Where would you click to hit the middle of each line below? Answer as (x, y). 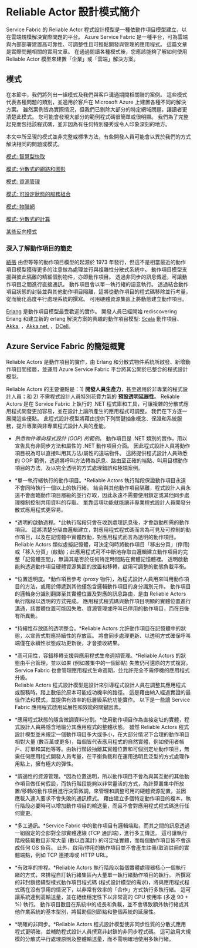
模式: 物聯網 (21, 206)
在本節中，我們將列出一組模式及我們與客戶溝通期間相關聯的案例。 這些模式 (97, 94)
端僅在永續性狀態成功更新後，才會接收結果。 (69, 643)
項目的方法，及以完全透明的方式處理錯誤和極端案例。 (79, 468)
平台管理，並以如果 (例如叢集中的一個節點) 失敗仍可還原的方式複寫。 (108, 662)
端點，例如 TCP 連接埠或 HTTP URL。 (65, 855)
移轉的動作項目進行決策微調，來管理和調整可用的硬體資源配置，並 (101, 791)
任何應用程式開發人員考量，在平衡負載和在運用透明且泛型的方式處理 (102, 756)
